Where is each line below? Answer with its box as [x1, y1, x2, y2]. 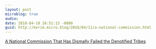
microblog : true [5, 12, 38, 16]
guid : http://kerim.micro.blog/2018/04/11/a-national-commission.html [5, 25, 152, 30]
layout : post [5, 7, 32, 12]
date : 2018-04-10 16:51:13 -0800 [5, 20, 73, 26]
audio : [5, 16, 19, 21]
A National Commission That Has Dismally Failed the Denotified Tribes [5, 38, 146, 44]
